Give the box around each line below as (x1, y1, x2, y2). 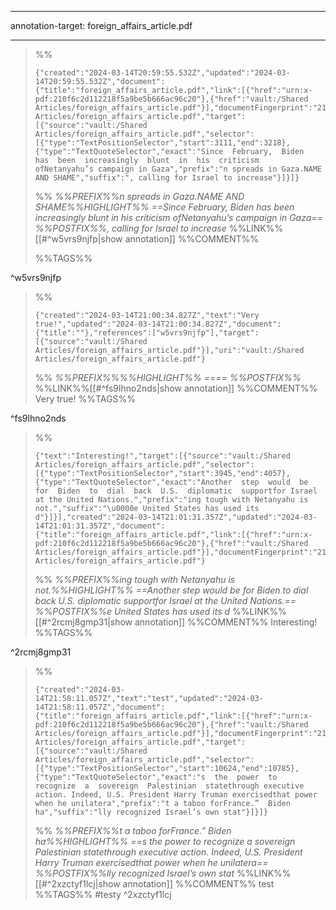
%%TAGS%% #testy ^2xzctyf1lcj (34, 889, 172, 900)
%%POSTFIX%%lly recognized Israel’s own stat (34, 867, 235, 879)
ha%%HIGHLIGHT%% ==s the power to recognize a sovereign (34, 836, 296, 847)
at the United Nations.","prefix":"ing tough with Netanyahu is (34, 495, 309, 505)
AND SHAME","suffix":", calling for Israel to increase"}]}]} (34, 173, 300, 183)
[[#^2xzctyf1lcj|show (34, 878, 121, 890)
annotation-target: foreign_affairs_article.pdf (10, 20, 193, 31)
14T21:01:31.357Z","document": (34, 521, 166, 531)
